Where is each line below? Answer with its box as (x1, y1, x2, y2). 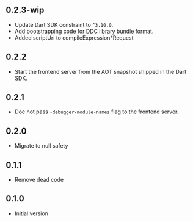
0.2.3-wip (5, 5, 45, 15)
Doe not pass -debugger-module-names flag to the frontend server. (14, 108, 179, 115)
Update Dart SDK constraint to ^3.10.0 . (14, 21, 114, 28)
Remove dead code (14, 176, 64, 184)
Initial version (14, 210, 48, 217)
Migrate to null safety (14, 142, 68, 149)
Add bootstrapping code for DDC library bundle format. (14, 27, 154, 35)
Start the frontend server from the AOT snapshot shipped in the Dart (14, 68, 187, 75)
